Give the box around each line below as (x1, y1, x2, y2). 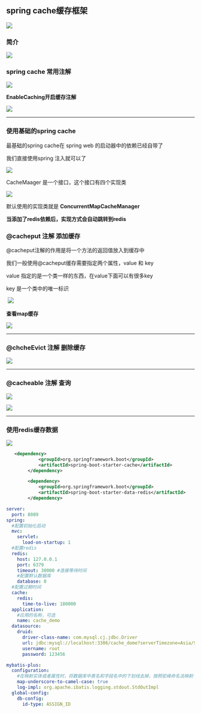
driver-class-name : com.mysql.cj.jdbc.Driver (22, 634, 138, 641)
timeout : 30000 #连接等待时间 (17, 567, 87, 574)
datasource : (11, 623, 42, 630)
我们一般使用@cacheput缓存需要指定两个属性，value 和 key (6, 259, 154, 266)
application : (11, 606, 44, 613)
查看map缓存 (6, 310, 39, 317)
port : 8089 (11, 511, 39, 518)
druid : (17, 629, 33, 635)
